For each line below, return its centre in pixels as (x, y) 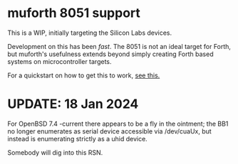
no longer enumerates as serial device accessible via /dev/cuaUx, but (109, 131)
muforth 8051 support (74, 13)
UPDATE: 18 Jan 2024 (73, 104)
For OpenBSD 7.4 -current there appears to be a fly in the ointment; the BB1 (118, 124)
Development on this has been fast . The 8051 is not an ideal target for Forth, (119, 46)
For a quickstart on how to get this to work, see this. (84, 75)
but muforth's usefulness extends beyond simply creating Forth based (110, 54)
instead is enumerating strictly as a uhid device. (77, 138)
